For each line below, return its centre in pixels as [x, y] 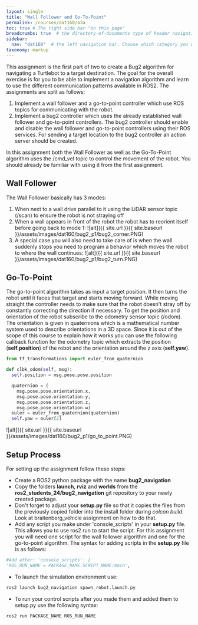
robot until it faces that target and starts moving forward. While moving [92, 298]
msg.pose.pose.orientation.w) [54, 407]
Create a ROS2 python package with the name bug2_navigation [93, 480]
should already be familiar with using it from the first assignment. [85, 165]
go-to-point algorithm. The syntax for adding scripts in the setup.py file [102, 542]
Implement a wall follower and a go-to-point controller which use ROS [99, 103]
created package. [36, 499]
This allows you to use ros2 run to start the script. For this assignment [99, 530]
